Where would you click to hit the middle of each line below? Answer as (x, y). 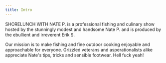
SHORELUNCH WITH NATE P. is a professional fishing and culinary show (80, 24)
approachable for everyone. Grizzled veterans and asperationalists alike (79, 49)
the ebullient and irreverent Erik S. (40, 34)
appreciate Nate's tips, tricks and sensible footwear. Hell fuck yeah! (75, 55)
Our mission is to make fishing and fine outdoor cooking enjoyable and (78, 44)
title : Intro (19, 10)
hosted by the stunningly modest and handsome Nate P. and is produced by (83, 29)
